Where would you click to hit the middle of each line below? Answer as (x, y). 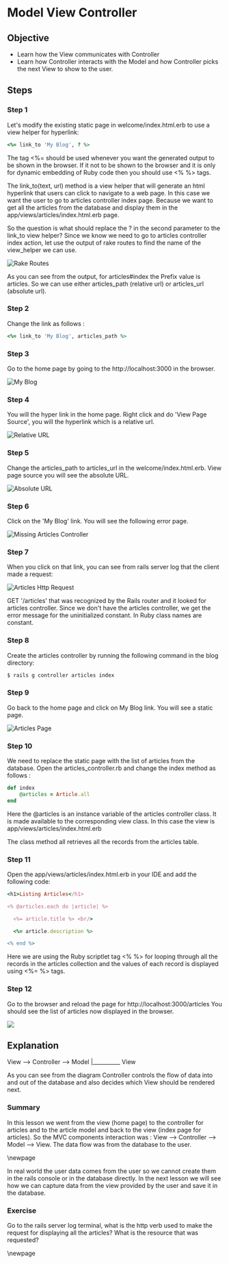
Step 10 (20, 746)
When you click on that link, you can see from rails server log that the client (113, 567)
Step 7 (18, 552)
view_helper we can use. (42, 250)
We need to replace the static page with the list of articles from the (101, 760)
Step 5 (18, 453)
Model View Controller (72, 13)
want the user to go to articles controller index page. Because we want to (110, 200)
